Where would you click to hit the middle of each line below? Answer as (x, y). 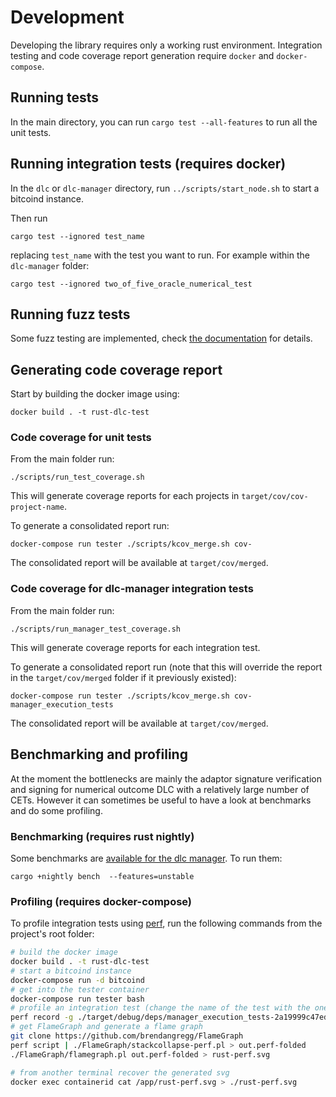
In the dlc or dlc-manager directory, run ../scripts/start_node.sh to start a (165, 188)
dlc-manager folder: (50, 265)
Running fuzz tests (70, 314)
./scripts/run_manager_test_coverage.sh (96, 629)
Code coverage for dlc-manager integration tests (132, 589)
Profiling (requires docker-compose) (101, 901)
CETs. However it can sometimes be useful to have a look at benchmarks (161, 800)
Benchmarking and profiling (99, 754)
